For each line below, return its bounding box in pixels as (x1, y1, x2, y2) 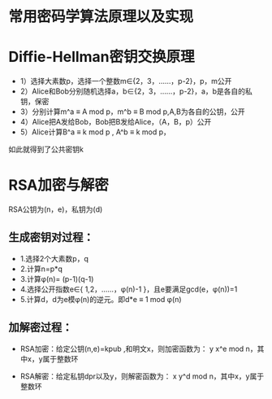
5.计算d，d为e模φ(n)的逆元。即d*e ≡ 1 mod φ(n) (19, 294, 182, 304)
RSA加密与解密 (8, 176, 110, 195)
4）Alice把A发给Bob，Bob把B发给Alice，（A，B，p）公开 (19, 117, 212, 127)
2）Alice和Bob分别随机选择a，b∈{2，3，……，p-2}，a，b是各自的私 (19, 86, 253, 96)
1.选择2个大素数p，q (19, 253, 89, 263)
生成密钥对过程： (8, 230, 94, 244)
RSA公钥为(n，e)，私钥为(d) (8, 204, 103, 214)
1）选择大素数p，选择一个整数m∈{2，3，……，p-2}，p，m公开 (19, 77, 232, 86)
